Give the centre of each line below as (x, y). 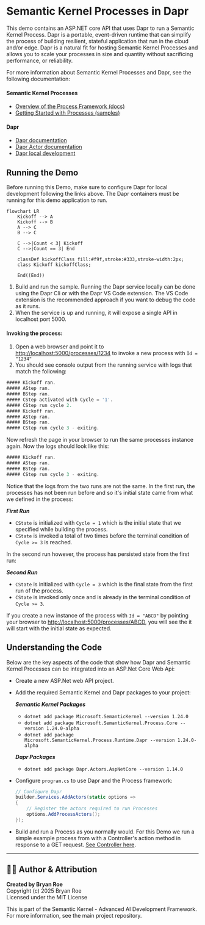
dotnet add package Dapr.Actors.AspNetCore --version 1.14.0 (103, 769)
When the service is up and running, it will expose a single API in (96, 313)
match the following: (41, 372)
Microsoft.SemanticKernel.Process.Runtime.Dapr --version (99, 740)
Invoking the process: (34, 333)
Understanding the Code (54, 648)
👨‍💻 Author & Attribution (52, 870)
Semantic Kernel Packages (50, 704)
